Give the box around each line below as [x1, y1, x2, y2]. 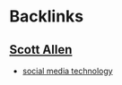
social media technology [22, 65, 114, 76]
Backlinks [9, 6, 84, 27]
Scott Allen [9, 42, 73, 57]
